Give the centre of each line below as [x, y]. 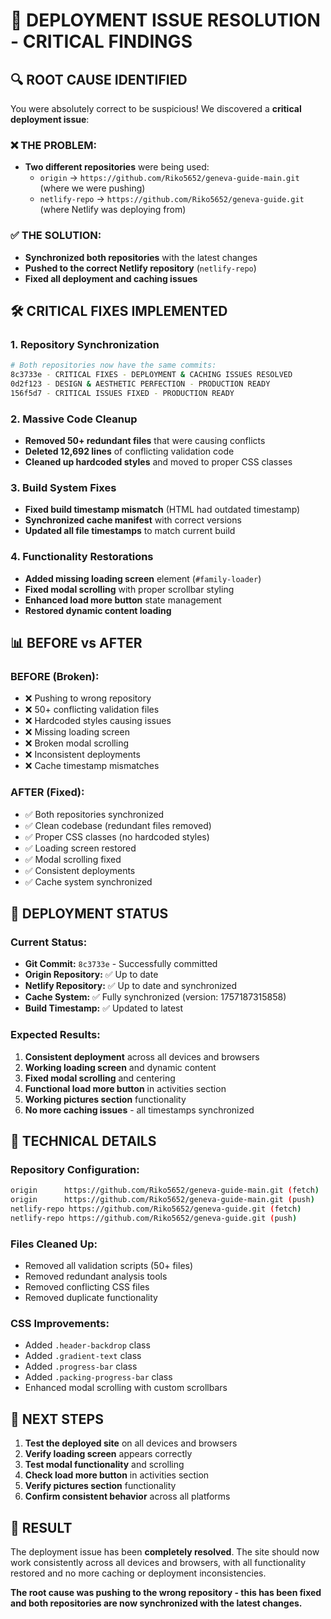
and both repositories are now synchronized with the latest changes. [156, 1603]
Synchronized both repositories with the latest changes [141, 257]
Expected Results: [55, 1035]
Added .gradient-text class [83, 1356]
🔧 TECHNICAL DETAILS [83, 1141]
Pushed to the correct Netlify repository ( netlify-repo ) [140, 268]
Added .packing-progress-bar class [98, 1377]
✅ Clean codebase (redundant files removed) [118, 825]
